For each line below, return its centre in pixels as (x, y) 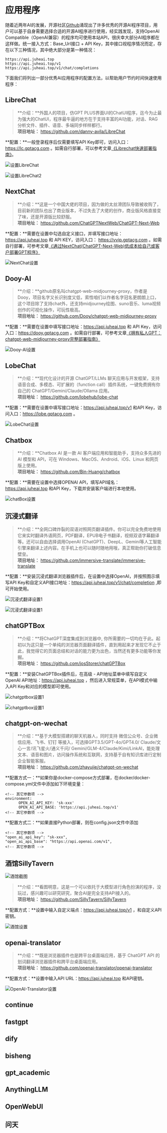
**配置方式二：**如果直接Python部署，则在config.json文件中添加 (72, 823)
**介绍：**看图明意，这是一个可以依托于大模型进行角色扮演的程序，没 (89, 887)
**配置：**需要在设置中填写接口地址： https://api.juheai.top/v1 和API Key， (81, 408)
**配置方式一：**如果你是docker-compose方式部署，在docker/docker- (78, 778)
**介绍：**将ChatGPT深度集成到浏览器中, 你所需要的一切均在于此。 (87, 638)
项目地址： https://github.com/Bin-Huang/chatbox (69, 472)
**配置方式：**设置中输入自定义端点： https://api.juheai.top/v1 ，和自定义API (83, 910)
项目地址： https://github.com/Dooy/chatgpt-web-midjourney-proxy (87, 316)
